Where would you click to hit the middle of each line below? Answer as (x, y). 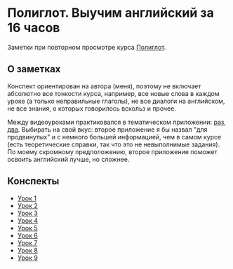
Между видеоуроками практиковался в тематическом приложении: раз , (116, 122)
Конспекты (33, 181)
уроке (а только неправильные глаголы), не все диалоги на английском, (116, 101)
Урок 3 (28, 213)
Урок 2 (28, 205)
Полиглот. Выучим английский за (111, 13)
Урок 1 (27, 198)
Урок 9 (28, 258)
